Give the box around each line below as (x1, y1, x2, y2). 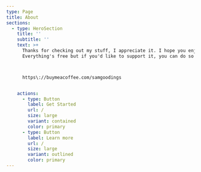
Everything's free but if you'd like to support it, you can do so (22, 53, 194, 59)
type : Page (6, 8, 33, 15)
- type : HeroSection (11, 25, 63, 32)
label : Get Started (28, 102, 77, 107)
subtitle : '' (17, 36, 50, 42)
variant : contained (28, 118, 77, 124)
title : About (6, 14, 39, 20)
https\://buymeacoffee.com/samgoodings (22, 74, 121, 81)
